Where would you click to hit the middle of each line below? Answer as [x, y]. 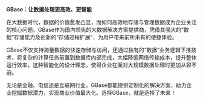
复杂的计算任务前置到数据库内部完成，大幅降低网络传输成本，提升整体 [109, 57]
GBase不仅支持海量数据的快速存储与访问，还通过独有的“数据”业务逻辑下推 [99, 50]
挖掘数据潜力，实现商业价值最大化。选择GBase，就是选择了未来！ [94, 93]
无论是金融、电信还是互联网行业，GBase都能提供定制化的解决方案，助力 [97, 85]
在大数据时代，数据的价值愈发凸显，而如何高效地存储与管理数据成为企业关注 [101, 22]
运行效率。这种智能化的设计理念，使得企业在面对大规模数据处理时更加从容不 [101, 65]
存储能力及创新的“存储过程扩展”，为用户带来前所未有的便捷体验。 [96, 37]
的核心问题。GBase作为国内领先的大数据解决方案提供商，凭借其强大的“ [95, 30]
